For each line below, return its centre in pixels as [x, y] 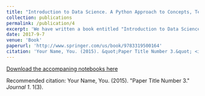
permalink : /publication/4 [41, 23]
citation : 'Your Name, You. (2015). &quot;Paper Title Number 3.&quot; [99, 52]
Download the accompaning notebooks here [62, 69]
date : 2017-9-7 [26, 35]
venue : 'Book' [24, 40]
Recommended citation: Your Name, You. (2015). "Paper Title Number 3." [98, 80]
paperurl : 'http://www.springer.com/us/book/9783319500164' [85, 46]
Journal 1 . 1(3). [25, 87]
